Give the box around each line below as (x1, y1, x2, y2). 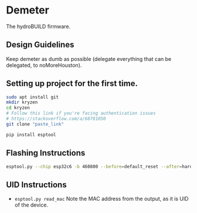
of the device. (14, 201, 49, 208)
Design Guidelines (6, 40, 74, 50)
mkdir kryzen (6, 99, 38, 105)
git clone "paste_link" (6, 121, 64, 127)
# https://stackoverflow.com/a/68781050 (6, 116, 107, 122)
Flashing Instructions (6, 148, 86, 158)
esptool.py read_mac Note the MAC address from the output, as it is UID (14, 195, 189, 202)
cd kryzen (6, 105, 30, 111)
